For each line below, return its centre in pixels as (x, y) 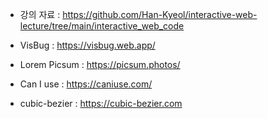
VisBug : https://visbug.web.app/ (87, 45)
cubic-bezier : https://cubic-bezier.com (101, 103)
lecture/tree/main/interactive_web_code (102, 26)
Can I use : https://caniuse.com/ (86, 84)
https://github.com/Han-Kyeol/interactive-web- (160, 14)
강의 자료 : (40, 14)
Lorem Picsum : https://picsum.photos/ (100, 64)
